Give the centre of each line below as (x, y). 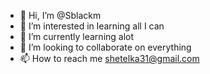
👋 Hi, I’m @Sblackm (60, 15)
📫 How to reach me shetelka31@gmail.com (109, 58)
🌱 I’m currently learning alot (77, 36)
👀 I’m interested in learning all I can (92, 26)
